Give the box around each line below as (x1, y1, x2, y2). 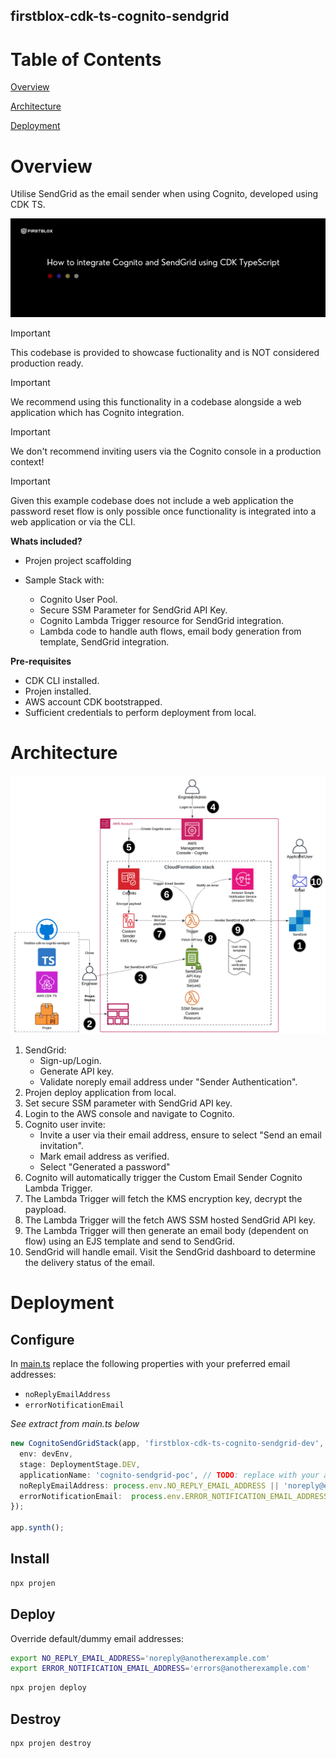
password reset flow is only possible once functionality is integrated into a (10, 505, 317, 517)
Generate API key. (39, 1065, 115, 1078)
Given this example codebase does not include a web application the (10, 494, 294, 506)
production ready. (10, 357, 84, 369)
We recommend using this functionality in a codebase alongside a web (10, 395, 302, 408)
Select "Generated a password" (39, 1161, 171, 1173)
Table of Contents (10, 48, 162, 71)
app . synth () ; (10, 1523, 65, 1533)
